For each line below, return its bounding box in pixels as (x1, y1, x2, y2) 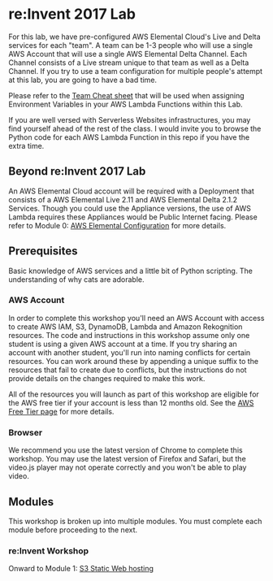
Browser (8, 427, 43, 438)
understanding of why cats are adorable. (8, 274, 145, 284)
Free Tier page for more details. (8, 406, 115, 416)
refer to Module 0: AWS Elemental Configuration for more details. (8, 220, 227, 230)
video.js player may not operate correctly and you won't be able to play (8, 462, 247, 472)
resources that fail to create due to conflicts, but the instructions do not (8, 365, 247, 375)
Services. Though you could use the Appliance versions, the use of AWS (8, 203, 252, 213)
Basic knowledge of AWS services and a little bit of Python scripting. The (8, 266, 253, 275)
